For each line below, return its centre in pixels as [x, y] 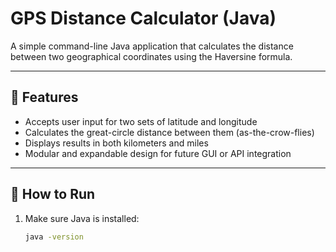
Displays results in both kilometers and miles [116, 143]
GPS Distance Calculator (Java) [143, 18]
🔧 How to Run [53, 194]
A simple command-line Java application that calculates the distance [152, 46]
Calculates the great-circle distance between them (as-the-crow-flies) [169, 132]
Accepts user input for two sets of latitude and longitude [141, 121]
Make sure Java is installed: [82, 218]
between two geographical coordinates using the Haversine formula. [151, 56]
